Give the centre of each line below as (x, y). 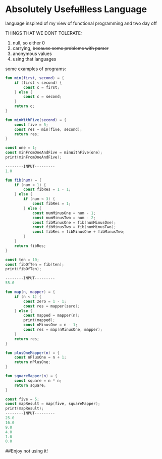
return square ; (30, 385)
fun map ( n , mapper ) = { (30, 292)
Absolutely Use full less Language (76, 9)
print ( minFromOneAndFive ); (34, 158)
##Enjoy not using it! (26, 451)
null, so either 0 (29, 43)
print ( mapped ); (39, 320)
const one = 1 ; (21, 148)
